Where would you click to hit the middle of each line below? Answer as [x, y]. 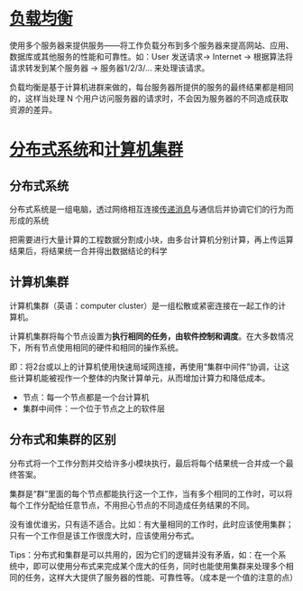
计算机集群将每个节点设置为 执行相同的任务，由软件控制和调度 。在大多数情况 [151, 336]
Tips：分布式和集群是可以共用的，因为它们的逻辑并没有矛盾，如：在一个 [144, 554]
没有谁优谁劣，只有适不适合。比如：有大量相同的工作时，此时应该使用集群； [151, 524]
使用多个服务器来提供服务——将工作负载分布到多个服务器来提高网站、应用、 [151, 45]
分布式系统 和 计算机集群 [96, 150]
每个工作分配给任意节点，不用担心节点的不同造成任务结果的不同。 [132, 505]
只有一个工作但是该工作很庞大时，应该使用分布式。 [104, 535]
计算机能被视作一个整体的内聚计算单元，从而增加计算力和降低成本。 [143, 378]
